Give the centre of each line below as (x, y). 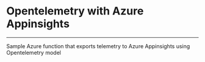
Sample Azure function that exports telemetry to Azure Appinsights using (98, 46)
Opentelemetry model (34, 52)
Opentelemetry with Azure (75, 11)
